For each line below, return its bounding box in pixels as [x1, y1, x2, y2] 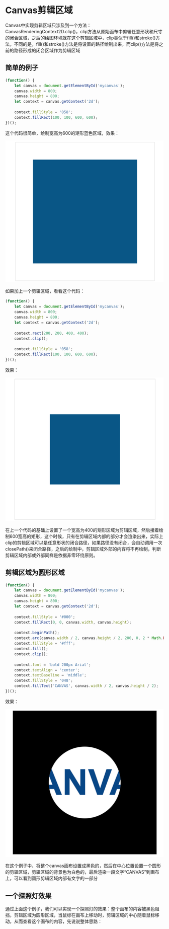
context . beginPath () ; [14, 630, 59, 636]
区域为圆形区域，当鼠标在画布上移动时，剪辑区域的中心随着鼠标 [22, 912, 155, 918]
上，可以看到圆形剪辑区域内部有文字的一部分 [5, 875, 98, 881]
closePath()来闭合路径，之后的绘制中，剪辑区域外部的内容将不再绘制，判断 [5, 546, 161, 552]
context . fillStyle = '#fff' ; [14, 641, 75, 646]
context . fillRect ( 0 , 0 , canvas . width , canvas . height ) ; [14, 620, 132, 625]
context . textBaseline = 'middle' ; [14, 673, 87, 678]
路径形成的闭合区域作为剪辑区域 [14, 47, 80, 53]
